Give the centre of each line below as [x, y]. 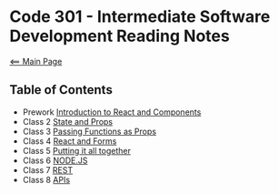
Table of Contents [61, 90]
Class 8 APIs [46, 179]
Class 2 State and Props [68, 121]
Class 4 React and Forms [70, 141]
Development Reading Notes [120, 36]
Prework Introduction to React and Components [112, 112]
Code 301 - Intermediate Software [140, 17]
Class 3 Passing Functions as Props [90, 131]
